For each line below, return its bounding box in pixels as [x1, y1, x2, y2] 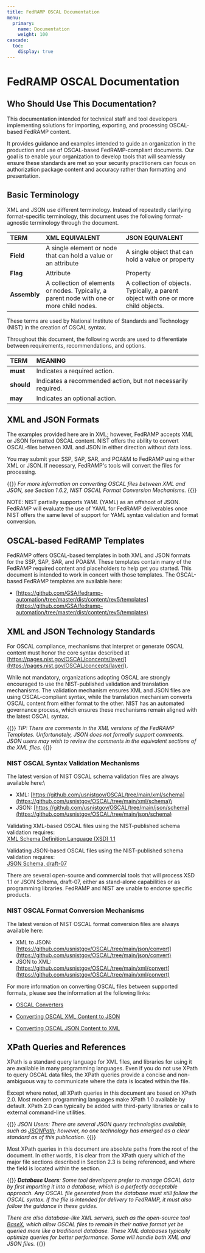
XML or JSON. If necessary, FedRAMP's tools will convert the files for [7, 462, 181, 469]
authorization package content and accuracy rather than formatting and [7, 166, 187, 173]
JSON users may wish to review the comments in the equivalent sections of [7, 737, 196, 745]
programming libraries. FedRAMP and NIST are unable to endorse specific [7, 885, 193, 892]
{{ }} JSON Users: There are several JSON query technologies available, [7, 1121, 187, 1128]
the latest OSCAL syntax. [7, 713, 69, 720]
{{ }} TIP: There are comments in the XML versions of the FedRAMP [7, 725, 175, 731]
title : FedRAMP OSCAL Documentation [7, 9, 100, 15]
